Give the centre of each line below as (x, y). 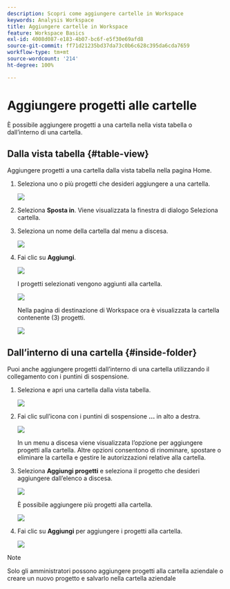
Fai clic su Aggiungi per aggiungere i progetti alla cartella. (100, 531)
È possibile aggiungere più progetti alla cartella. (85, 505)
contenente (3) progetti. (51, 318)
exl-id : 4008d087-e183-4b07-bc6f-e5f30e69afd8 (75, 39)
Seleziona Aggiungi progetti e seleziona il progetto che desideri (108, 471)
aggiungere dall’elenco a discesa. (65, 478)
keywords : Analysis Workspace (51, 20)
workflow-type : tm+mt (38, 53)
